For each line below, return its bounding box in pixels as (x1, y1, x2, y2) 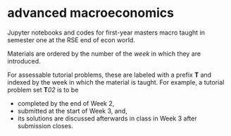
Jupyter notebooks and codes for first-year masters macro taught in (7, 28, 206, 37)
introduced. (7, 56, 41, 65)
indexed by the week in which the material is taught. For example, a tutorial (7, 78, 225, 86)
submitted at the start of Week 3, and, (17, 106, 128, 115)
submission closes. (17, 121, 74, 130)
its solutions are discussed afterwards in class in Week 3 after (17, 114, 197, 123)
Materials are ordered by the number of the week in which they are (7, 49, 201, 58)
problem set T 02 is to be (7, 85, 79, 94)
